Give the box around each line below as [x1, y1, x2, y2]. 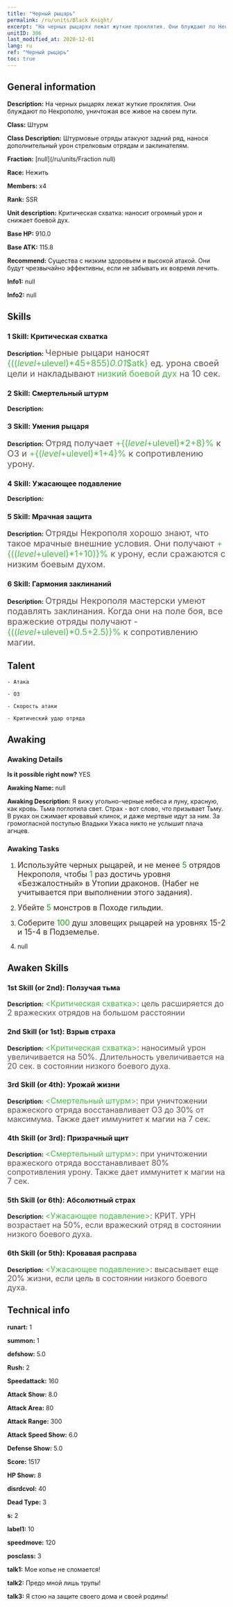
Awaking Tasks [7, 844, 60, 854]
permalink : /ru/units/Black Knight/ [7, 17, 113, 24]
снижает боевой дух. [7, 216, 70, 224]
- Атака [7, 678, 30, 685]
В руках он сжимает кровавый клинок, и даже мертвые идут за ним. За [7, 812, 221, 821]
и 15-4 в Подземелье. [17, 927, 100, 937]
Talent [7, 660, 35, 672]
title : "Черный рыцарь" [7, 10, 76, 17]
